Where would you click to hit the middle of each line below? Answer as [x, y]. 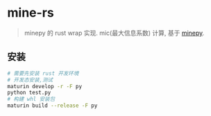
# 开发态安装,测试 [30, 80]
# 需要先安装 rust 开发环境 [43, 73]
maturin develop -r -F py [44, 86]
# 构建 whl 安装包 [31, 99]
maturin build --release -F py [52, 106]
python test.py [29, 93]
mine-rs [31, 13]
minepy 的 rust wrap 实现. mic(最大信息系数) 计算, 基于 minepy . [114, 33]
